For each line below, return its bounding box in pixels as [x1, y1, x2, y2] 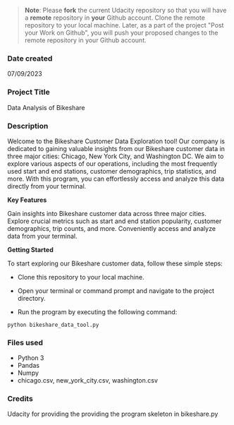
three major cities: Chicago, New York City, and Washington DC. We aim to [7, 152, 224, 160]
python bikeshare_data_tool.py [7, 321, 99, 328]
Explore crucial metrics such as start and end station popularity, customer [7, 217, 222, 225]
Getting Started [7, 245, 54, 253]
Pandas [17, 361, 40, 370]
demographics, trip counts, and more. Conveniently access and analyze [7, 224, 216, 232]
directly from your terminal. [7, 181, 87, 190]
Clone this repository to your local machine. [17, 273, 144, 281]
